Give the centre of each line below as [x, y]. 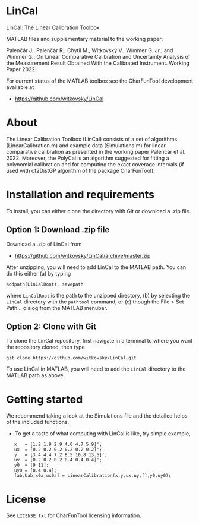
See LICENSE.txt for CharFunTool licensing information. [74, 515]
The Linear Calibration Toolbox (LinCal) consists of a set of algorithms [92, 139]
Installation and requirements [80, 195]
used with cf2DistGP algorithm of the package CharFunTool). [81, 170]
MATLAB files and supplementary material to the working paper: [85, 39]
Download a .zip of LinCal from [44, 244]
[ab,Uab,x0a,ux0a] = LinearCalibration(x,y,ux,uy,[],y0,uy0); [92, 476]
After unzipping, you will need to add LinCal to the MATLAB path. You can [96, 267]
